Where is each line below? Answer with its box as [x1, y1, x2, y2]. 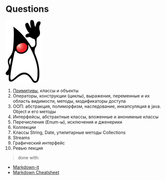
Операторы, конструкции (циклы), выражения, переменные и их [12, 92, 150, 99]
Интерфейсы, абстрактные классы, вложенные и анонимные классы [12, 114, 159, 120]
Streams [12, 134, 30, 141]
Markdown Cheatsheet [12, 169, 60, 175]
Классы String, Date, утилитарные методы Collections [12, 129, 126, 135]
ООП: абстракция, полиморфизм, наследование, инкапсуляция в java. [12, 103, 161, 109]
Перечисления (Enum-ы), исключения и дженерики [12, 119, 123, 125]
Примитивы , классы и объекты [12, 88, 79, 93]
